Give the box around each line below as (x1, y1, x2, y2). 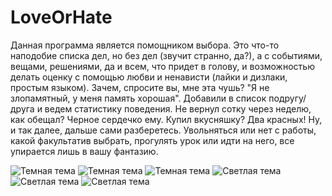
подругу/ (268, 92, 307, 104)
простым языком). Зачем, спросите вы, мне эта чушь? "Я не (10, 81, 270, 93)
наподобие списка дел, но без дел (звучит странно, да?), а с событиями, (10, 49, 323, 61)
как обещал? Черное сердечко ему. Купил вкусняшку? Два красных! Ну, (10, 113, 323, 125)
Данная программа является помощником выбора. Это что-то (10, 39, 280, 51)
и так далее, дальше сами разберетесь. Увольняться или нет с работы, (10, 124, 317, 136)
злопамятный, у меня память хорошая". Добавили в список (10, 92, 267, 104)
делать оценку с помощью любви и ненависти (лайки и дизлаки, (10, 71, 288, 83)
